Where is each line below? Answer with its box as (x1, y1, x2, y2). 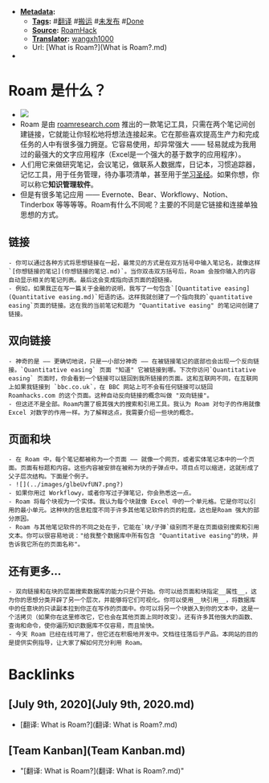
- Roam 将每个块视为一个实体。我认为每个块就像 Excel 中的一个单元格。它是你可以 (8, 498, 251, 506)
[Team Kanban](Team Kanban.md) (8, 744, 186, 757)
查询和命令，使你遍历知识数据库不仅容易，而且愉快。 (8, 622, 158, 630)
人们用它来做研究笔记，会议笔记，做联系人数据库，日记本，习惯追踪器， (19, 159, 259, 169)
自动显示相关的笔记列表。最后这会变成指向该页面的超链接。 (8, 276, 176, 284)
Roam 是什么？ (8, 82, 107, 100)
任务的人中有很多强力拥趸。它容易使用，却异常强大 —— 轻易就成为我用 (19, 139, 257, 149)
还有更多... (8, 564, 62, 578)
